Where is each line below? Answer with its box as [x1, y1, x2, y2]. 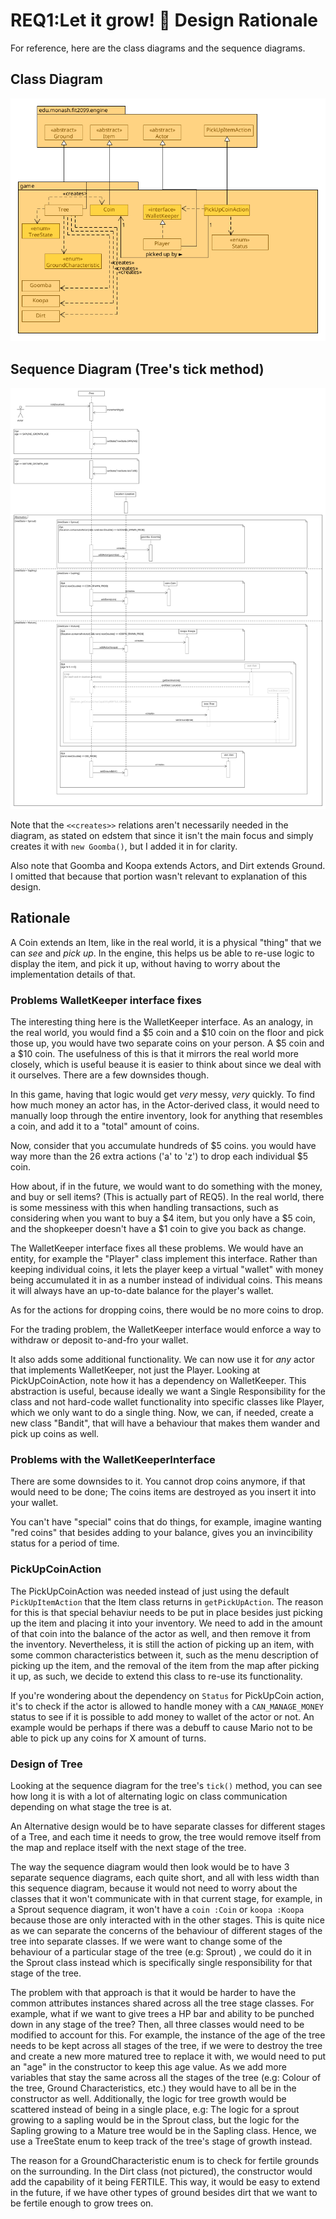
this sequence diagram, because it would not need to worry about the [10, 1882, 298, 1894]
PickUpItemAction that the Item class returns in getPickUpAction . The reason [10, 1595, 324, 1608]
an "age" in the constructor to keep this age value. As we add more [10, 2060, 287, 2073]
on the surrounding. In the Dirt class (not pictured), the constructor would [10, 2165, 313, 2177]
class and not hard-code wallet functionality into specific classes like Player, [10, 1396, 325, 1408]
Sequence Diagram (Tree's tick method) [10, 360, 265, 378]
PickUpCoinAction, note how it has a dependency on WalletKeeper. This [10, 1375, 307, 1387]
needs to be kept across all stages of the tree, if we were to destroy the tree [10, 2039, 323, 2051]
